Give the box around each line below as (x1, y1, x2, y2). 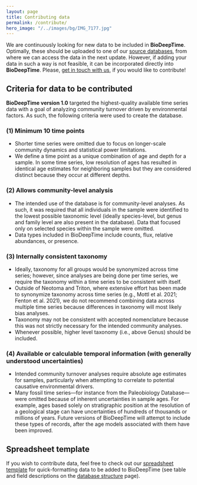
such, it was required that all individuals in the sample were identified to (14, 206, 189, 213)
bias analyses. (14, 309, 50, 316)
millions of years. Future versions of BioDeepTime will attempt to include (14, 415, 191, 422)
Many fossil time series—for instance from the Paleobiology (14, 389, 160, 396)
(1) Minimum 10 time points (6, 127, 85, 135)
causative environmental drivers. (14, 383, 94, 390)
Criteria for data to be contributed (6, 83, 133, 93)
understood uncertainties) (6, 357, 84, 365)
